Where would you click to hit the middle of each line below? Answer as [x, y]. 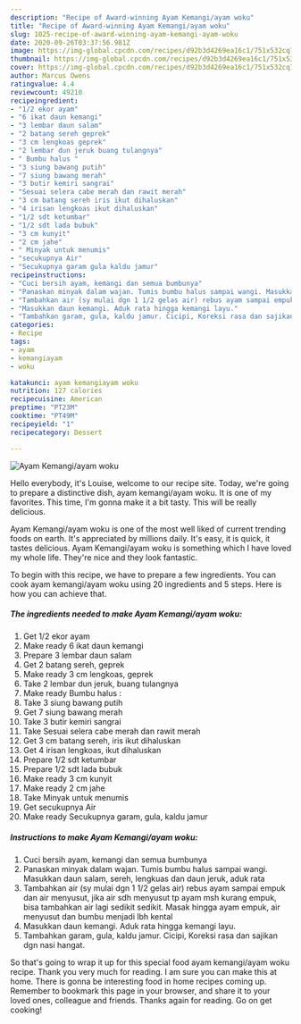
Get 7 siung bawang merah [73, 712]
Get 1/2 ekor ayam [56, 636]
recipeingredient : [44, 101]
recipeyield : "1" [42, 424]
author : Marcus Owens [50, 76]
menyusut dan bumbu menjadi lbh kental [98, 917]
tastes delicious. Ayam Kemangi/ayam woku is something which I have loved [151, 548]
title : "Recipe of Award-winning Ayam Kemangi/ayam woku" [120, 26]
